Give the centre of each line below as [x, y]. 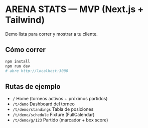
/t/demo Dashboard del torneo [44, 104]
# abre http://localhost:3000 [37, 71]
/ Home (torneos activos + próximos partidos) [60, 99]
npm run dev [18, 66]
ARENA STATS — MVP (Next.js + [75, 9]
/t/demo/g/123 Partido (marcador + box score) [60, 120]
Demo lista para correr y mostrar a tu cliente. [51, 34]
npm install [18, 61]
